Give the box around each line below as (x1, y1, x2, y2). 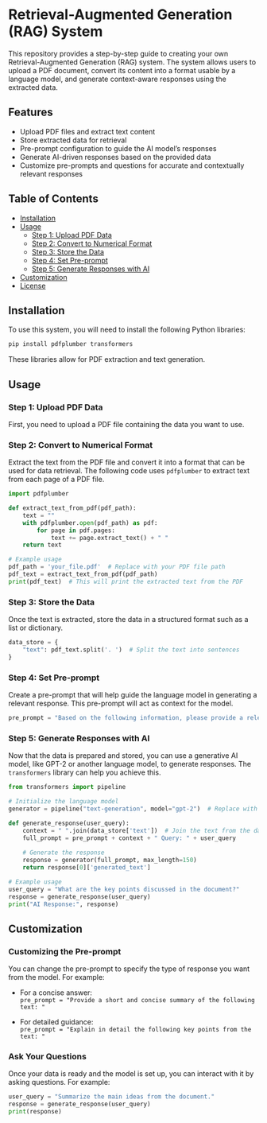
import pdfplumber (8, 490, 69, 498)
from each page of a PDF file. (8, 475, 105, 484)
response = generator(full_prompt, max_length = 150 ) (22, 857, 197, 865)
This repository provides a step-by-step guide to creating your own (8, 49, 229, 58)
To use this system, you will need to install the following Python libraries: (8, 324, 246, 335)
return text (22, 541, 62, 550)
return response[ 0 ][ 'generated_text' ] (22, 864, 151, 872)
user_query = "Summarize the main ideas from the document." (8, 1093, 215, 1101)
